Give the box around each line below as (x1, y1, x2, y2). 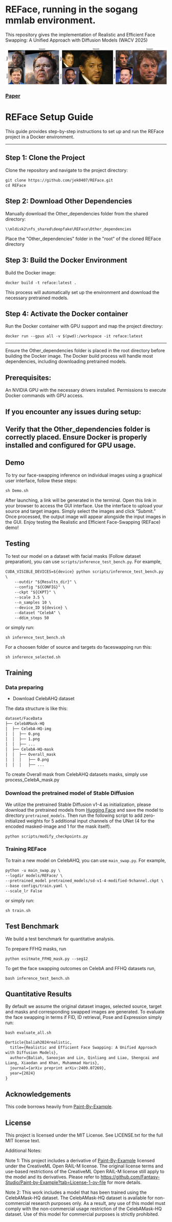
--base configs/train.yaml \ (5, 883, 68, 888)
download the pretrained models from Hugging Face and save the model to (5, 807, 164, 813)
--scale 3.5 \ (14, 595, 45, 600)
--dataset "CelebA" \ (14, 610, 60, 615)
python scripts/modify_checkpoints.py (5, 834, 88, 839)
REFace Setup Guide (5, 112, 94, 123)
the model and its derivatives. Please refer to (5, 1174, 100, 1180)
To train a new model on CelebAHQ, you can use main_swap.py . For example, (5, 857, 166, 863)
